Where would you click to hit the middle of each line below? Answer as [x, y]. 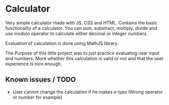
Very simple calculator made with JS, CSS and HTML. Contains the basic [81, 23]
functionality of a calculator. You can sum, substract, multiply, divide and [81, 28]
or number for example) [37, 97]
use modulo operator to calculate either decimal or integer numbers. [77, 33]
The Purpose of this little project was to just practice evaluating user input [82, 53]
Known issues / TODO [41, 80]
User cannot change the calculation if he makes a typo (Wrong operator [88, 92]
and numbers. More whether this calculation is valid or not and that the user [84, 58]
